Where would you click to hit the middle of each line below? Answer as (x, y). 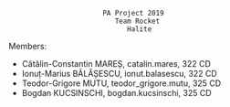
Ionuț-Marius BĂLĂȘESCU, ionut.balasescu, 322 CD (120, 74)
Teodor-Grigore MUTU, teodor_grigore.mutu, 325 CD (121, 83)
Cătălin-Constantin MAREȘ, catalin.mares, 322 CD (116, 64)
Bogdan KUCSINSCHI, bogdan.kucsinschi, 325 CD (116, 93)
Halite (139, 29)
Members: (28, 46)
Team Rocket (137, 21)
